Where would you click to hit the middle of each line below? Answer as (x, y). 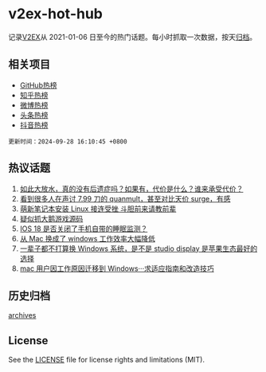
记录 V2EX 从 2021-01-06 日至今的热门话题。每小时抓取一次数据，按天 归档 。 (133, 37)
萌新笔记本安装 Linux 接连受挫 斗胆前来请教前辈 (98, 209)
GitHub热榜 (38, 85)
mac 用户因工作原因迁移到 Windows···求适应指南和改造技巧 (117, 268)
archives (22, 315)
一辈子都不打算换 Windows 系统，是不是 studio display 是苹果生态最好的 (138, 249)
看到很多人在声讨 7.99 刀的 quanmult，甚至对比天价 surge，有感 (125, 198)
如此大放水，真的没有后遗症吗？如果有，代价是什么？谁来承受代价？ (131, 189)
